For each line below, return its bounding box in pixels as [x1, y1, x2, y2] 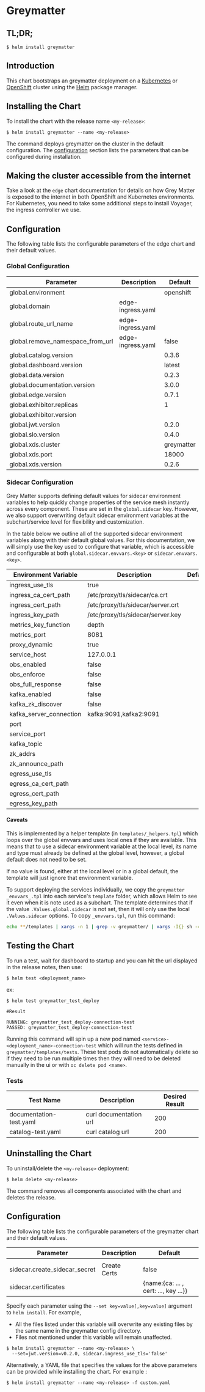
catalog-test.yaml [9, 1128, 61, 1137]
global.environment [9, 288, 65, 296]
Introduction [6, 60, 55, 71]
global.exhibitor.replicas [9, 400, 78, 409]
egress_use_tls [9, 769, 52, 778]
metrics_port [9, 630, 46, 639]
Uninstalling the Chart [6, 1148, 92, 1159]
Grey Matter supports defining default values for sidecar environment [6, 492, 181, 499]
